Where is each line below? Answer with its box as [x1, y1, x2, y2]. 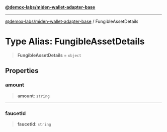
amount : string [17, 93, 50, 99]
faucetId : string [17, 121, 51, 127]
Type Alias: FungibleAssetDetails [5, 36, 145, 47]
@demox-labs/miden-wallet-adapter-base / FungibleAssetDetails [5, 18, 139, 24]
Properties [5, 66, 39, 75]
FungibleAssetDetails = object [17, 52, 82, 58]
